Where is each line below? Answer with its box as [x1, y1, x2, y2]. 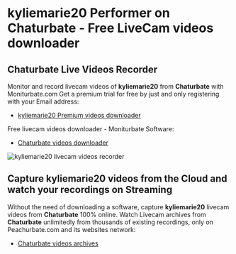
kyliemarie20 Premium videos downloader [17, 111, 141, 119]
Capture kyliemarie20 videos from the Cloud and [7, 172, 227, 185]
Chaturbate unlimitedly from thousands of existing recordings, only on [7, 218, 214, 226]
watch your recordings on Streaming [7, 184, 172, 196]
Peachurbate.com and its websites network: [7, 225, 136, 233]
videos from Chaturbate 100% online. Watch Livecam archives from [7, 210, 207, 219]
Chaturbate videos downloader [17, 138, 108, 147]
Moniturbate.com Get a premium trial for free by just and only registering [7, 90, 220, 98]
